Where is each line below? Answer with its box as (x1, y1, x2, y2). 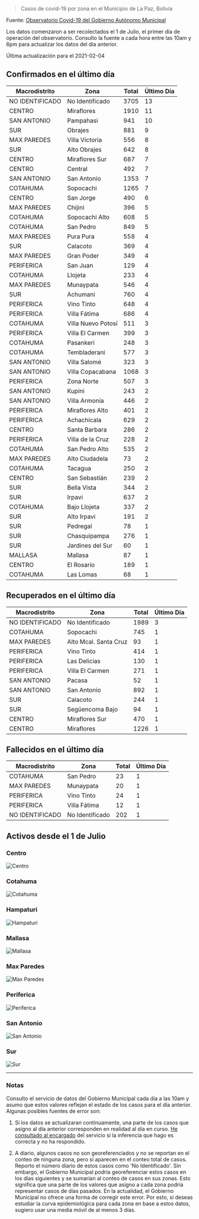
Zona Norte (67, 377, 99, 385)
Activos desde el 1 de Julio (6, 831, 106, 841)
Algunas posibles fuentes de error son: (6, 1107, 101, 1114)
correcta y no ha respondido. (14, 1138, 86, 1145)
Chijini (67, 203, 85, 212)
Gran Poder (67, 251, 99, 260)
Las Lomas (67, 570, 98, 578)
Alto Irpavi (67, 512, 96, 521)
